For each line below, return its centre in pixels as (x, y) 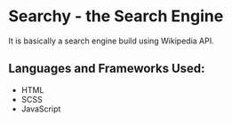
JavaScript (41, 109)
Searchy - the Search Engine (116, 16)
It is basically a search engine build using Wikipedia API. (111, 41)
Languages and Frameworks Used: (107, 69)
